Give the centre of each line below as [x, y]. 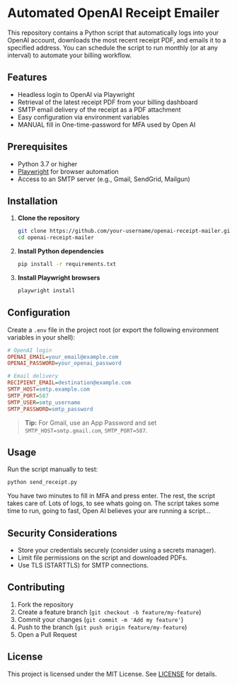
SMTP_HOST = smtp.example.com [49, 390]
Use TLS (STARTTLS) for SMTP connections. [83, 565]
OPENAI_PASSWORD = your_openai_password [64, 363]
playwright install [46, 291]
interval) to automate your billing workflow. [70, 55]
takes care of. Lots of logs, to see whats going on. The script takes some [113, 503]
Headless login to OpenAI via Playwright [76, 94]
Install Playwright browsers [59, 278]
